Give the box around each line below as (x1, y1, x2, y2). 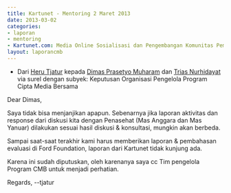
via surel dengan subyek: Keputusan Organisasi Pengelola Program (16, 74, 208, 83)
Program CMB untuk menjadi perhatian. (7, 165, 119, 173)
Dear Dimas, (7, 95, 43, 103)
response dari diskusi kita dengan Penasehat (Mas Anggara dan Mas (7, 116, 202, 124)
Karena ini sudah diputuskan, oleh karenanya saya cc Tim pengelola (7, 157, 200, 165)
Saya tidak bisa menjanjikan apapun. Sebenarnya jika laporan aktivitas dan (7, 108, 218, 117)
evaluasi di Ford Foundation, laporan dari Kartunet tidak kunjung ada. (7, 144, 203, 152)
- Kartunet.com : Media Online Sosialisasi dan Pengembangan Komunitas (7, 42, 214, 49)
